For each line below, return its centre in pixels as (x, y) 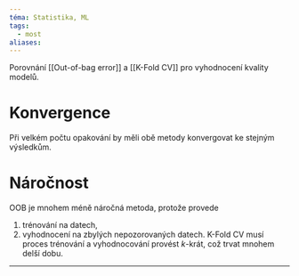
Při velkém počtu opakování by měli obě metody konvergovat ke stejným (142, 138)
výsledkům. (30, 147)
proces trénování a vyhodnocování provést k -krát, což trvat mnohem (148, 244)
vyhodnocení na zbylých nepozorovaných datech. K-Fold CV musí (143, 235)
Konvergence (60, 113)
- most (29, 34)
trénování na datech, (60, 225)
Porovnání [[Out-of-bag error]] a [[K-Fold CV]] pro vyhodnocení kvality (139, 68)
